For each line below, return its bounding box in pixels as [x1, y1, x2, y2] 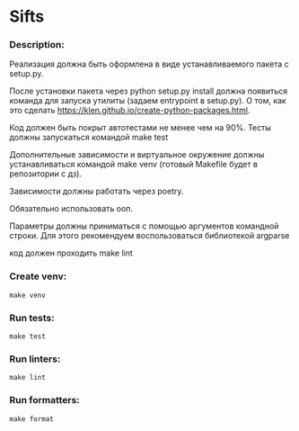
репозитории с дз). [9, 168, 83, 179]
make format [9, 414, 54, 424]
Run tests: [9, 311, 56, 324]
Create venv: [9, 270, 67, 283]
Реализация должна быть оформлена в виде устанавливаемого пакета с [9, 58, 289, 69]
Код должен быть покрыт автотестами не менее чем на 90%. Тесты [9, 122, 271, 133]
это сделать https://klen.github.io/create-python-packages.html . [9, 105, 251, 116]
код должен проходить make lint [9, 247, 133, 258]
